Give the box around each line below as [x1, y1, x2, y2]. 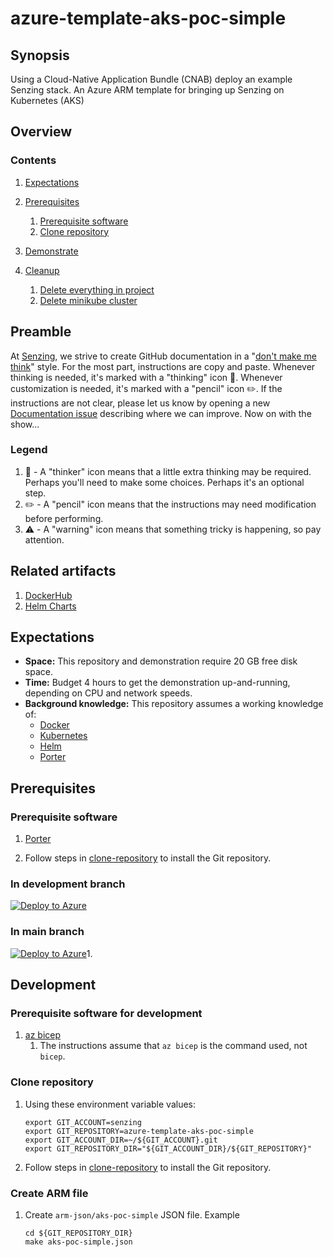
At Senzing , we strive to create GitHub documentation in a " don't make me [10, 350, 317, 362]
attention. [24, 533, 65, 546]
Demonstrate [24, 245, 79, 257]
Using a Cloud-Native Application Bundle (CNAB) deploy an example [10, 73, 293, 85]
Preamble [10, 323, 72, 341]
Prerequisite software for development [10, 1007, 203, 1021]
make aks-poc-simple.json [24, 1237, 133, 1247]
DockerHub [24, 589, 73, 601]
